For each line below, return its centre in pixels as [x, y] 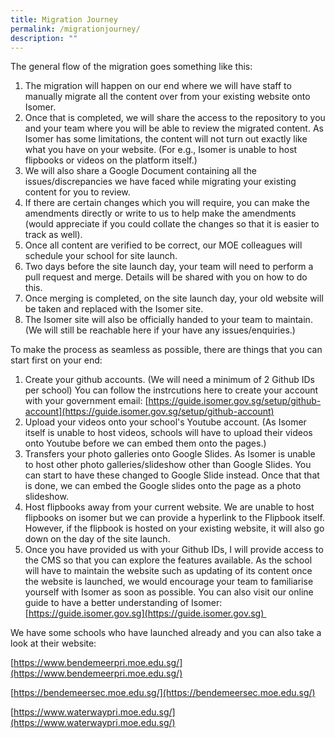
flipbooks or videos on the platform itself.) [111, 160]
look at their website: [53, 643]
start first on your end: [56, 360]
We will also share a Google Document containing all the [140, 171]
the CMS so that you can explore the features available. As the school [168, 560]
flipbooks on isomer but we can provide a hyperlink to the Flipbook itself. [174, 518]
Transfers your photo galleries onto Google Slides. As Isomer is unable [170, 454]
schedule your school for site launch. [101, 256]
